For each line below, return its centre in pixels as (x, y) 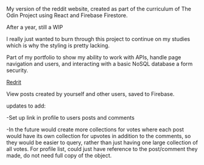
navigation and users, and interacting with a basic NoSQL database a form (100, 64)
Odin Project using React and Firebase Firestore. (67, 15)
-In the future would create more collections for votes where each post (95, 130)
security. (17, 70)
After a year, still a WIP (35, 27)
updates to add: (26, 106)
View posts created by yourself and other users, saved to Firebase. (90, 94)
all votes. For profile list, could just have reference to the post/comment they (102, 149)
